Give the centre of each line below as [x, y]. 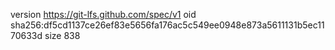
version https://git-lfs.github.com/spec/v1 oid [103, 14]
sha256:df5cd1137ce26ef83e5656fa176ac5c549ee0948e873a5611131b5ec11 [167, 25]
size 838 [62, 35]
